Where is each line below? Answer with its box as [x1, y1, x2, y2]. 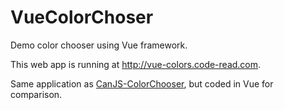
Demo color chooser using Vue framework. [10, 39, 188, 51]
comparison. [10, 88, 63, 100]
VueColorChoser [10, 6, 154, 29]
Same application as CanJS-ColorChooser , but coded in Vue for [10, 77, 274, 90]
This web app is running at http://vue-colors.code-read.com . [10, 58, 262, 70]
